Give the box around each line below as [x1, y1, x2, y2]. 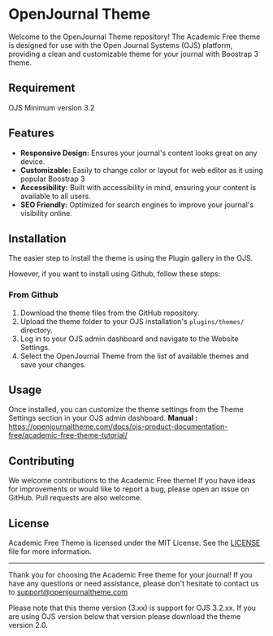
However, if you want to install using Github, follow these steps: [8, 269, 221, 279]
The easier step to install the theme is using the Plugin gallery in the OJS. [8, 253, 253, 263]
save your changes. [19, 359, 87, 370]
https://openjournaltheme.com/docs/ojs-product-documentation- [8, 422, 228, 431]
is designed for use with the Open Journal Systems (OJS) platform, [8, 40, 233, 50]
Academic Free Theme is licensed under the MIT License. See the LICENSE [8, 538, 261, 548]
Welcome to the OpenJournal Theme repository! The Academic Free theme [8, 32, 261, 41]
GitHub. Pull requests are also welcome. [8, 493, 142, 503]
